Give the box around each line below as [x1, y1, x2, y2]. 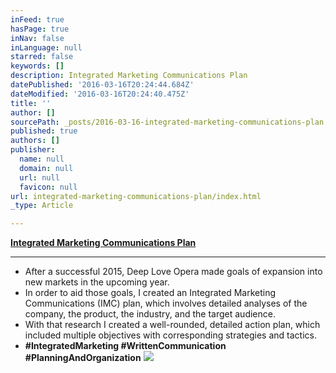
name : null [19, 154, 65, 164]
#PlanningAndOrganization [24, 352, 142, 364]
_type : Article [10, 201, 74, 211]
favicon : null [19, 182, 78, 192]
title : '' [10, 98, 52, 108]
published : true [10, 126, 78, 136]
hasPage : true [10, 24, 70, 34]
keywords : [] [10, 61, 65, 71]
